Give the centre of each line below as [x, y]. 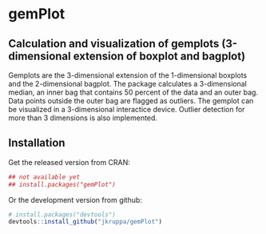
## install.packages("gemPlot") [62, 184]
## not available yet [44, 177]
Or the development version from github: [75, 200]
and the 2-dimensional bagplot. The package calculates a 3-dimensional [128, 84]
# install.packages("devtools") [62, 214]
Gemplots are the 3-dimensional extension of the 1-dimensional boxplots [128, 75]
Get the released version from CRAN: [69, 162]
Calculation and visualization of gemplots [114, 44]
